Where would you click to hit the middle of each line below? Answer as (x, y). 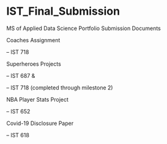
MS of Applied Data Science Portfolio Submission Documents (83, 28)
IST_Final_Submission (63, 11)
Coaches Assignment (33, 40)
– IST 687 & (21, 75)
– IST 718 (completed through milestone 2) (60, 88)
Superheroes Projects (34, 64)
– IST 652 (18, 111)
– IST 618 (18, 135)
